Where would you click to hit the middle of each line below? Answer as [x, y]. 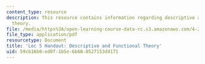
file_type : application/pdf [42, 35]
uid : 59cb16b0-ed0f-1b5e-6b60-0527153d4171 [63, 52]
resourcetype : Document [37, 40]
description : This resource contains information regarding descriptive [101, 18]
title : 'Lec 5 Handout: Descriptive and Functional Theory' [85, 46]
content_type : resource [37, 12]
